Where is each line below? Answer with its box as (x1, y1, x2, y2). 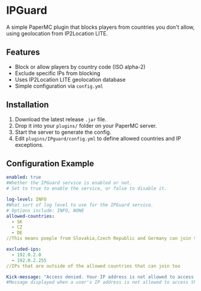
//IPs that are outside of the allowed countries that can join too (6, 263, 181, 269)
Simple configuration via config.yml (14, 82, 103, 89)
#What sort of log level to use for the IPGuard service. (6, 202, 154, 208)
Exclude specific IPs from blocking (14, 70, 100, 77)
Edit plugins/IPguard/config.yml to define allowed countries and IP (14, 134, 181, 142)
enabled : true (6, 175, 42, 181)
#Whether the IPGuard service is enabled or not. (6, 180, 133, 186)
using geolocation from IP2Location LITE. (6, 29, 108, 37)
